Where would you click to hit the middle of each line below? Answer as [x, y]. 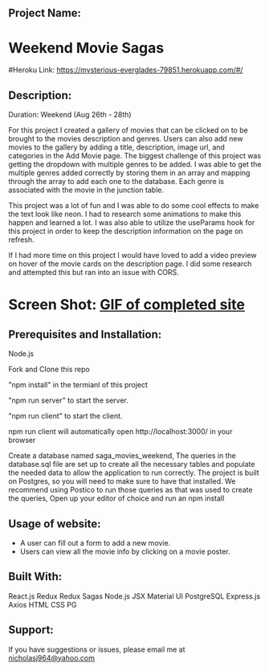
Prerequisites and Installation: [85, 334]
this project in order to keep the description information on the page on [126, 231]
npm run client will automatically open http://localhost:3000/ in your [120, 432]
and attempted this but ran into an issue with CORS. [94, 272]
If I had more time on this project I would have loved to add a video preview [132, 256]
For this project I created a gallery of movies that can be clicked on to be [128, 130]
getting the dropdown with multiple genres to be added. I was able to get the [135, 165]
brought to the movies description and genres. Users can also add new [126, 139]
